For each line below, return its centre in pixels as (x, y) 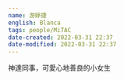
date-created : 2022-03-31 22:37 (60, 37)
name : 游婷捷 (27, 15)
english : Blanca (34, 23)
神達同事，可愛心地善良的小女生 (59, 68)
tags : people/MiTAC (40, 30)
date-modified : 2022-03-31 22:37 (62, 45)
